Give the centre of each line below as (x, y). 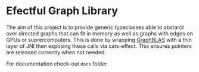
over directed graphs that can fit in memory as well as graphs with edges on (100, 33)
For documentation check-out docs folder (57, 64)
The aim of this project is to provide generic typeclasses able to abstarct (95, 27)
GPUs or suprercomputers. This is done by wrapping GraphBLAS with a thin (99, 40)
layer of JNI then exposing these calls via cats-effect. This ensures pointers (99, 46)
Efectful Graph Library (62, 11)
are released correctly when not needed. (56, 52)
